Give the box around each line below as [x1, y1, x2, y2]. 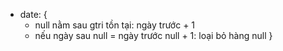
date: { [19, 9, 48, 20]
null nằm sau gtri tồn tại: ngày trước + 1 [34, 19, 196, 31]
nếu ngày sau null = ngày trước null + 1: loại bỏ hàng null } [34, 30, 273, 41]
